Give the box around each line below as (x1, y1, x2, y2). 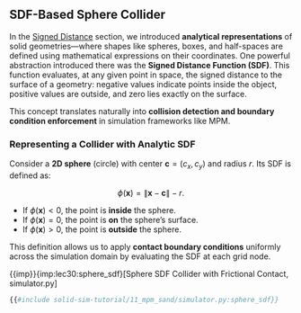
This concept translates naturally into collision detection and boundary (9, 105, 275, 116)
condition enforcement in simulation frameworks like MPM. (9, 115, 231, 126)
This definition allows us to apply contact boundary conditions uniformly (9, 241, 281, 252)
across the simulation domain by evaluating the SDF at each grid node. (9, 251, 271, 262)
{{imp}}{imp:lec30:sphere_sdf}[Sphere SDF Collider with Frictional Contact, (9, 268, 289, 279)
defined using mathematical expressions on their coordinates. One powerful (9, 49, 290, 61)
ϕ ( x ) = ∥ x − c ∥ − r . (117, 187, 185, 198)
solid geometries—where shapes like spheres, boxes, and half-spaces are (9, 40, 283, 51)
